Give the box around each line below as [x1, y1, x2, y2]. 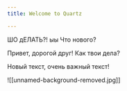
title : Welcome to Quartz [7, 10, 82, 17]
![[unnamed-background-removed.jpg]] [7, 76, 121, 84]
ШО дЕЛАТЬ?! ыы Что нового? [7, 35, 96, 44]
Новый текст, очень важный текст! [7, 62, 110, 70]
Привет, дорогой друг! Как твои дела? [7, 49, 120, 57]
